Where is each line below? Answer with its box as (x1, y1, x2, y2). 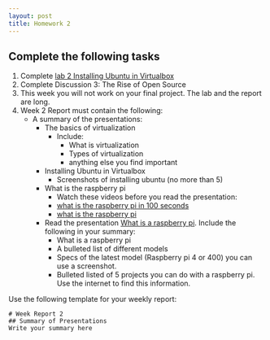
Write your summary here (8, 325, 93, 333)
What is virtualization (68, 140, 140, 150)
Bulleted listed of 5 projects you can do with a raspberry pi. (56, 270, 255, 280)
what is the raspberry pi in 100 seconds (56, 201, 189, 211)
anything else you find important (68, 158, 178, 168)
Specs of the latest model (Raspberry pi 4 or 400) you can (56, 253, 253, 263)
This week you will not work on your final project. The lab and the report (20, 89, 262, 98)
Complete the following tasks (8, 50, 160, 63)
